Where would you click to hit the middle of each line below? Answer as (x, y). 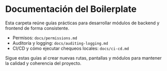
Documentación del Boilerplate (71, 9)
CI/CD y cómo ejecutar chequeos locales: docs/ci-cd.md (71, 48)
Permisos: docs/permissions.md (45, 38)
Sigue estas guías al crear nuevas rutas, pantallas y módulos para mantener (83, 58)
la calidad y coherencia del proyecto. (43, 63)
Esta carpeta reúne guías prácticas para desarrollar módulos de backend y (82, 23)
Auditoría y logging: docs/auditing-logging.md (60, 43)
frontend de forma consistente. (37, 28)
